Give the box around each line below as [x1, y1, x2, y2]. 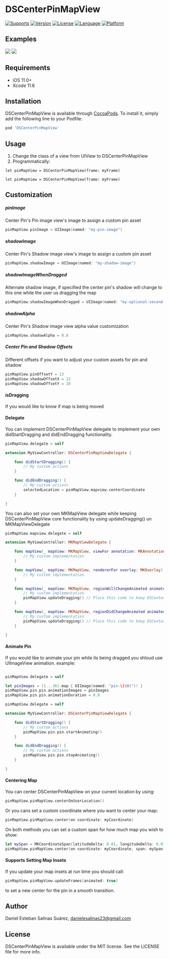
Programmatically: [12, 158, 50, 165]
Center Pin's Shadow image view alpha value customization [5, 323, 129, 329]
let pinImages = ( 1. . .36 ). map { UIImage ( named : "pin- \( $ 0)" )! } [5, 683, 143, 688]
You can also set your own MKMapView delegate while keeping [5, 510, 137, 516]
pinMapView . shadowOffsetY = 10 [5, 381, 71, 386]
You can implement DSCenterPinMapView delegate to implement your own [5, 426, 160, 432]
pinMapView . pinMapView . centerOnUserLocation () [5, 798, 105, 803]
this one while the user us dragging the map [5, 290, 97, 296]
